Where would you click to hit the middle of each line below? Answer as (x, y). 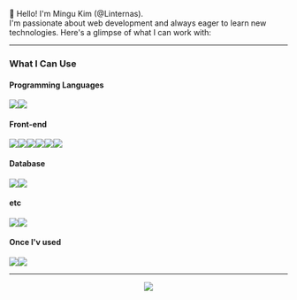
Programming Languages (57, 85)
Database (27, 163)
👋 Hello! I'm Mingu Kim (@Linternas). (76, 14)
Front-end (28, 124)
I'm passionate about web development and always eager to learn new (138, 23)
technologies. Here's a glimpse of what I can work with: (110, 32)
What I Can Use (43, 64)
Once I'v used (35, 242)
